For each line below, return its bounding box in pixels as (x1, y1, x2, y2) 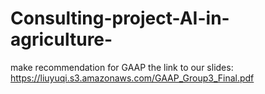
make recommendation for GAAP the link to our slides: (10, 61, 234, 73)
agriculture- (10, 28, 113, 51)
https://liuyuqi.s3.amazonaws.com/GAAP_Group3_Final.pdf (10, 72, 255, 84)
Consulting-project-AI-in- (10, 7, 230, 30)
